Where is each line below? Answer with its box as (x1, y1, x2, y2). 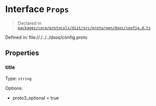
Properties (5, 49, 39, 57)
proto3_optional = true (12, 94, 59, 101)
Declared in (17, 20, 42, 26)
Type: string (5, 75, 32, 81)
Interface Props (5, 4, 69, 15)
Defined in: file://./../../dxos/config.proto (5, 34, 88, 40)
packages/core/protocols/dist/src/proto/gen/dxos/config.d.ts (17, 25, 151, 31)
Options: (5, 85, 23, 91)
